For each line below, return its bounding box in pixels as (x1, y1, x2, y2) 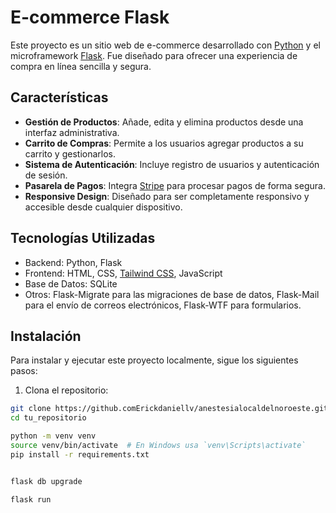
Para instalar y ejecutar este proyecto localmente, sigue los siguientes (10, 354, 299, 366)
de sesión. (24, 169, 68, 181)
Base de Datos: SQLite (24, 277, 118, 290)
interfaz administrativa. (24, 126, 120, 138)
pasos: (10, 365, 38, 377)
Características (10, 89, 109, 106)
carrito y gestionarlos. (24, 147, 116, 160)
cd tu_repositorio (10, 413, 87, 423)
